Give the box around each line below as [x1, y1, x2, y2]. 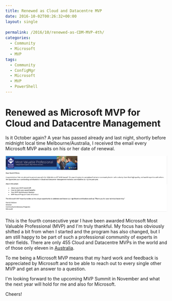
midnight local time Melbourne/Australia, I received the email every [5, 140, 147, 146]
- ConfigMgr [10, 68, 36, 73]
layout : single [5, 19, 38, 24]
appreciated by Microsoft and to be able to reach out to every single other [5, 260, 162, 266]
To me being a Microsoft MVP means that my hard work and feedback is [5, 254, 158, 261]
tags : [5, 57, 17, 62]
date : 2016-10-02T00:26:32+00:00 [5, 13, 77, 19]
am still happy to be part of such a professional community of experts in [5, 234, 158, 240]
